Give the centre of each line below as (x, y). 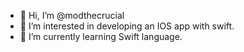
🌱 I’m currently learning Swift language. (101, 36)
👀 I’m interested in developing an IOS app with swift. (127, 26)
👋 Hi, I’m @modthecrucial (72, 15)
